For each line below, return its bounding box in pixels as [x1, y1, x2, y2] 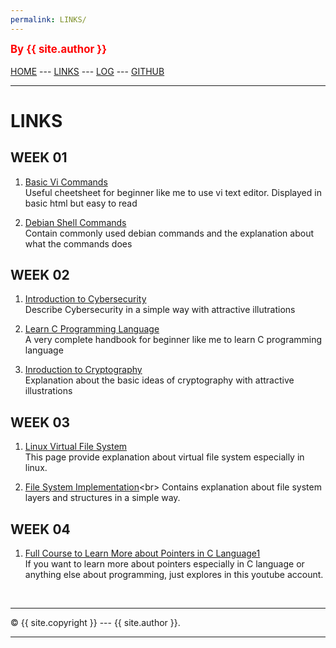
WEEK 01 [10, 149, 68, 166]
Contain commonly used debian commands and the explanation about [24, 227, 315, 239]
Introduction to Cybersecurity [24, 293, 147, 305]
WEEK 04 [10, 521, 71, 538]
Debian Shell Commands [24, 216, 127, 228]
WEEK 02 [10, 267, 70, 284]
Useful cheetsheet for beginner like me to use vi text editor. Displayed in [24, 186, 322, 198]
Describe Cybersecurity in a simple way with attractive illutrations [24, 304, 296, 316]
